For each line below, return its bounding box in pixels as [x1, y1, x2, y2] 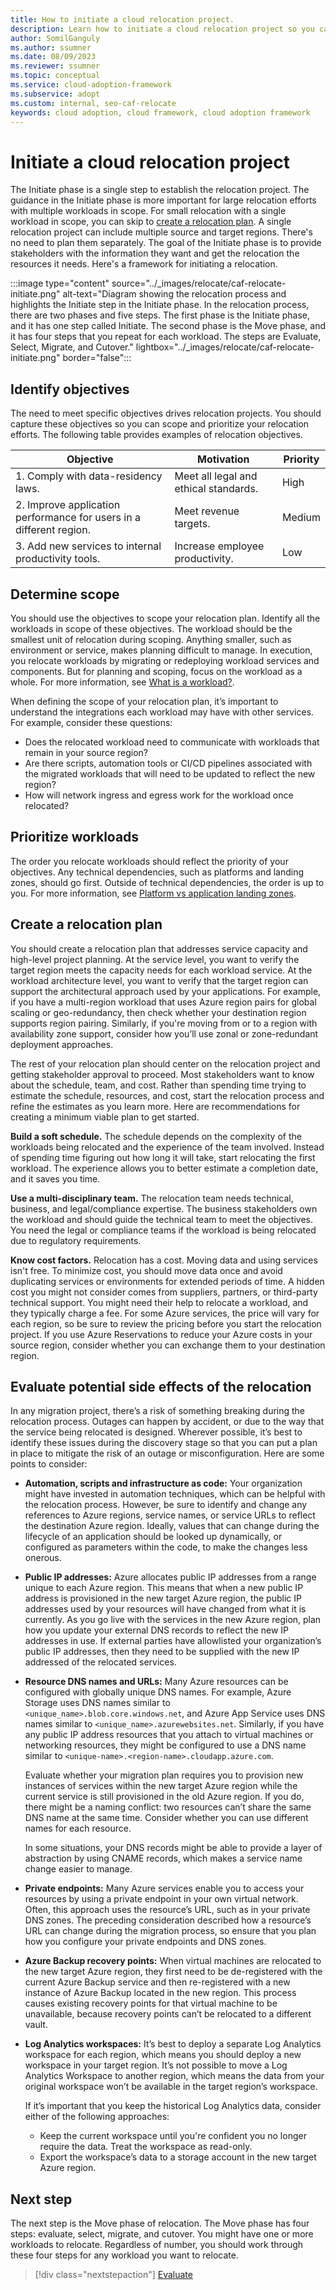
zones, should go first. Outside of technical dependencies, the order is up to [10, 876, 325, 888]
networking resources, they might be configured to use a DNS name [24, 1739, 307, 1751]
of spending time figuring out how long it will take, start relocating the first [10, 1151, 316, 1163]
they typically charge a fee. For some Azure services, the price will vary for [10, 1307, 320, 1319]
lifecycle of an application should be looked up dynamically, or [24, 1531, 283, 1543]
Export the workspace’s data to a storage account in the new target [39, 2151, 317, 2163]
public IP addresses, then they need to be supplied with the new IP [24, 1646, 300, 1658]
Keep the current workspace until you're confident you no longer [39, 2130, 307, 2142]
